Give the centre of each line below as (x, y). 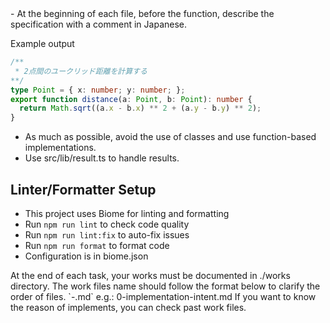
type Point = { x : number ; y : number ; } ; (98, 90)
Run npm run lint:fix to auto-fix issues (107, 234)
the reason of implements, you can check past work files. (128, 307)
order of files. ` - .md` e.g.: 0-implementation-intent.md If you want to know (163, 296)
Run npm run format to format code (97, 245)
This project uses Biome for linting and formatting (127, 213)
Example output (42, 43)
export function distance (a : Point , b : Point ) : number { (131, 99)
